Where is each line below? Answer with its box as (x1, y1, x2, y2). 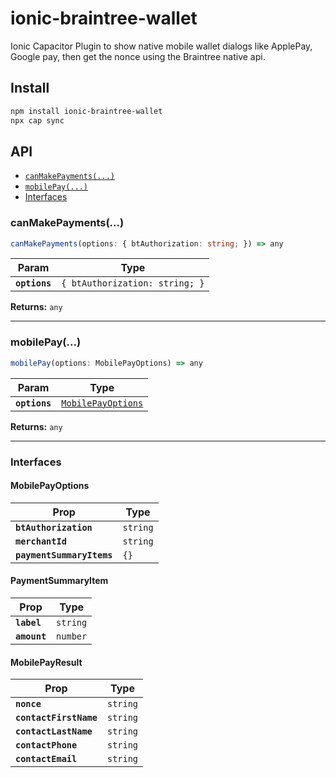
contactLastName (15, 726, 93, 737)
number (56, 630, 88, 642)
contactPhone (15, 740, 78, 751)
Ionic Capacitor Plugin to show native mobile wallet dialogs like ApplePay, (10, 40, 313, 52)
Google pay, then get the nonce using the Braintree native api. (10, 50, 266, 62)
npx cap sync (10, 115, 65, 126)
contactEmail (15, 753, 78, 765)
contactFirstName (15, 712, 98, 724)
